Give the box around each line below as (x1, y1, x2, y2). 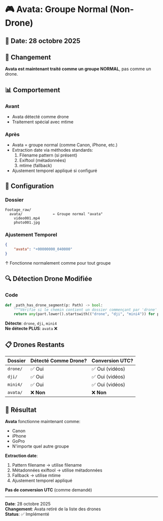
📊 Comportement (5, 86, 61, 94)
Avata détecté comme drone (12, 114, 69, 120)
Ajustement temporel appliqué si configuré (12, 168, 98, 174)
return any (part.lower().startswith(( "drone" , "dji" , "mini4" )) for (14, 312, 155, 316)
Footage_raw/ (5, 207, 32, 212)
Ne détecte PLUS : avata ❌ (5, 326, 58, 332)
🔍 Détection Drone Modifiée (5, 275, 92, 283)
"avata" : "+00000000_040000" (14, 247, 73, 252)
